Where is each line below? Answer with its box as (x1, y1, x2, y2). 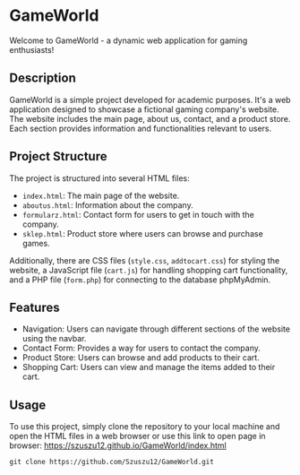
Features (9, 299, 60, 315)
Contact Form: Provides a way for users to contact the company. (21, 342, 261, 354)
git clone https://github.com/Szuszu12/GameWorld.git (9, 458, 215, 467)
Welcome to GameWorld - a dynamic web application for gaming (9, 35, 248, 46)
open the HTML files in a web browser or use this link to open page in (9, 431, 266, 442)
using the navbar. (21, 333, 87, 344)
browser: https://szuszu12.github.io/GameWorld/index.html (9, 440, 227, 451)
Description (9, 71, 76, 86)
